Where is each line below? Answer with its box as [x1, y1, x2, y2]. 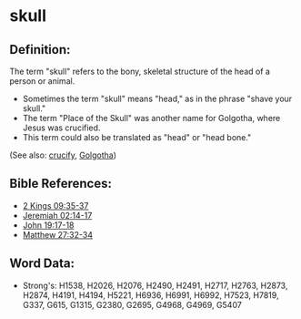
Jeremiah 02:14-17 [22, 210, 93, 221]
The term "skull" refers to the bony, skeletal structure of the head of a [9, 66, 271, 77]
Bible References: [9, 176, 112, 191]
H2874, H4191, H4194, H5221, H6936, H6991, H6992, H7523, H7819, [22, 289, 279, 301]
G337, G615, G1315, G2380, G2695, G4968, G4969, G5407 [22, 299, 243, 310]
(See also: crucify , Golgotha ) [9, 149, 116, 160]
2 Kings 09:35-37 [22, 200, 89, 211]
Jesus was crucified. [22, 122, 101, 133]
